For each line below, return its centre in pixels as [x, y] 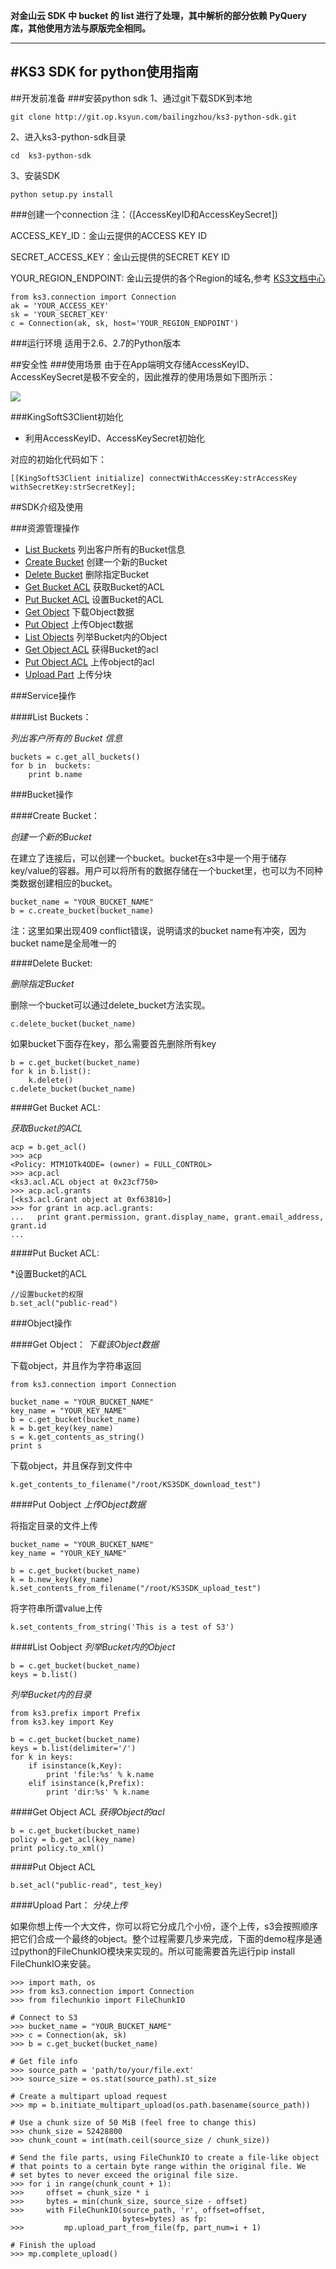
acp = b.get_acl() [48, 1147]
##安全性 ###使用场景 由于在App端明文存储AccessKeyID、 [132, 364]
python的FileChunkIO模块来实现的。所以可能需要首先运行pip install [157, 1951]
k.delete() [51, 1080]
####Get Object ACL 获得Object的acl [87, 1811]
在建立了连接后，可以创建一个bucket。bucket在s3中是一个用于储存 [148, 858]
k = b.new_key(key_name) [62, 1579]
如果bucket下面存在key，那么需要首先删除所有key [113, 1043]
